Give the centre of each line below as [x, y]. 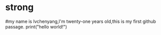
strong [20, 7]
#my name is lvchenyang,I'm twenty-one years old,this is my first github [81, 21]
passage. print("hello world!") [36, 26]
